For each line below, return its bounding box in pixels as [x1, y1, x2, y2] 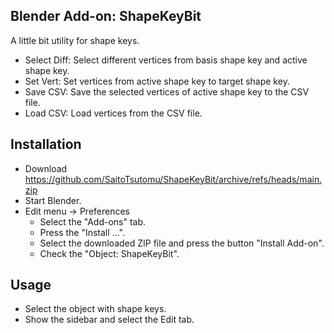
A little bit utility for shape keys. [10, 34, 140, 46]
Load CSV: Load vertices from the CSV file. [24, 107, 203, 119]
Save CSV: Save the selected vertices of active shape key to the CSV [24, 85, 310, 98]
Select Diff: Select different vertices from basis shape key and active [24, 54, 308, 66]
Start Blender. [24, 194, 82, 206]
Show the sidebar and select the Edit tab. [24, 314, 195, 326]
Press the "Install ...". [39, 226, 125, 238]
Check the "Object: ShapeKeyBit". [39, 247, 180, 259]
